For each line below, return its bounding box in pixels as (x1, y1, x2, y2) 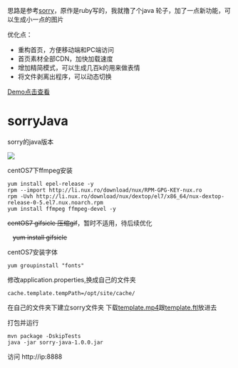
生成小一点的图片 (13, 15, 64, 24)
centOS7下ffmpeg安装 (7, 166, 73, 174)
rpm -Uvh (7, 192, 33, 200)
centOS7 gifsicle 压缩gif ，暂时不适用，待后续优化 (7, 219, 152, 227)
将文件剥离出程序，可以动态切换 (17, 72, 112, 81)
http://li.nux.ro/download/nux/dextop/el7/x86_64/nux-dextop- (36, 192, 224, 200)
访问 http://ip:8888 (7, 352, 63, 361)
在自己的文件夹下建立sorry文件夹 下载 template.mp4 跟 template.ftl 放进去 (7, 303, 217, 312)
